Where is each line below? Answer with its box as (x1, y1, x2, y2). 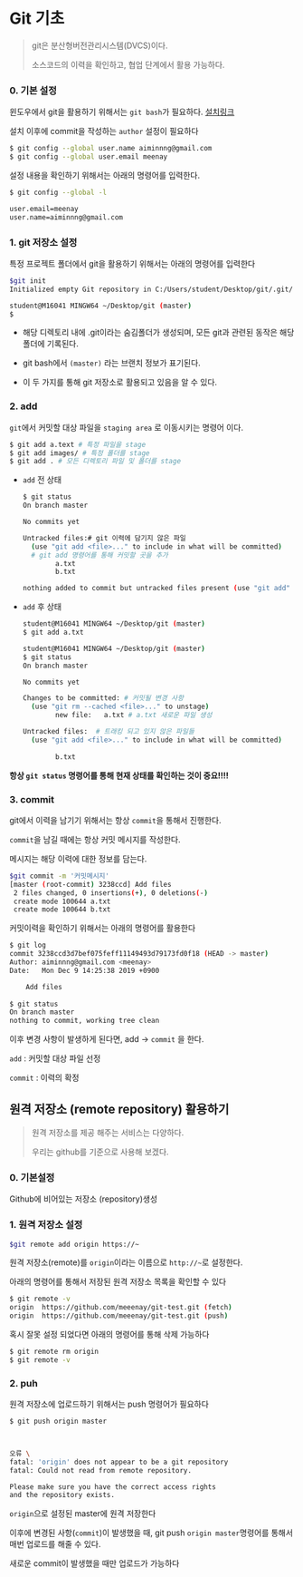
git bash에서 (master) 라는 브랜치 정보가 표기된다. (22, 357, 201, 368)
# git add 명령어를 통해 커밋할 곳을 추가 (31, 550, 169, 560)
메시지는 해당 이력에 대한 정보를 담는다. (9, 853, 147, 864)
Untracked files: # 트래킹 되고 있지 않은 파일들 (22, 727, 194, 736)
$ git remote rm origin (9, 1348, 99, 1357)
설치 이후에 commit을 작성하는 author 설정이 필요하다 (9, 126, 199, 137)
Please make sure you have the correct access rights (9, 1482, 217, 1492)
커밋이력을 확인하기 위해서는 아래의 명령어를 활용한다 (9, 922, 196, 934)
